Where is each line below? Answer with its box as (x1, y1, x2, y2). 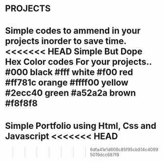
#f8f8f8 (5, 98, 38, 109)
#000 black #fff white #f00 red (5, 67, 133, 78)
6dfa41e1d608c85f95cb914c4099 (90, 147, 159, 153)
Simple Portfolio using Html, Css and (5, 120, 157, 131)
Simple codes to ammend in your (5, 25, 141, 37)
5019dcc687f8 (90, 152, 120, 158)
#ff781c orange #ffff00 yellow (5, 77, 128, 88)
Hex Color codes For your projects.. (5, 57, 152, 67)
